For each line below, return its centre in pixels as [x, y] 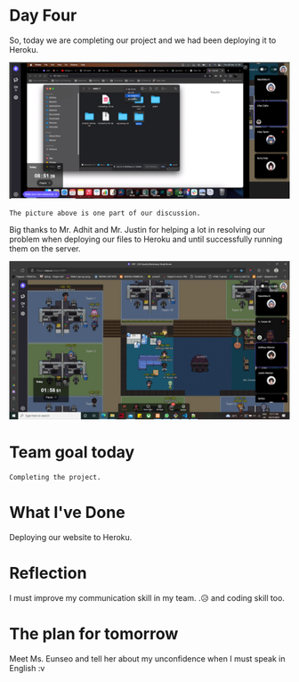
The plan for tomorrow [94, 633]
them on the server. [45, 249]
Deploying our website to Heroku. [71, 537]
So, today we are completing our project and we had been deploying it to [143, 40]
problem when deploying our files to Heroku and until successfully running [146, 239]
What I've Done [68, 512]
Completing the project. [55, 477]
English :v [27, 668]
